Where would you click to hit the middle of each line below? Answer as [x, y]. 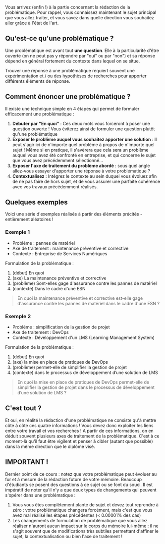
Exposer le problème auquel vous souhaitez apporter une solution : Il [84, 139]
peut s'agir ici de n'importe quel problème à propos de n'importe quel [83, 144]
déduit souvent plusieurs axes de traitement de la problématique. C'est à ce [82, 436]
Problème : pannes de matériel [44, 243]
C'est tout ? [24, 408]
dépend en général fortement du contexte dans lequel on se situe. [73, 61]
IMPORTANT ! [27, 462]
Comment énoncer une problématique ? [68, 97]
